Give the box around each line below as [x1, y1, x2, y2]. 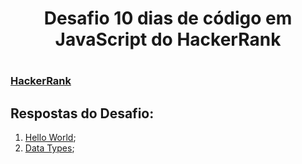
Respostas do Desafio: [10, 105, 155, 122]
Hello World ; [24, 132, 77, 144]
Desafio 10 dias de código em [43, 7, 293, 30]
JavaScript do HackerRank [54, 28, 282, 51]
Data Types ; [24, 142, 75, 154]
